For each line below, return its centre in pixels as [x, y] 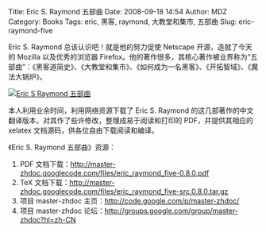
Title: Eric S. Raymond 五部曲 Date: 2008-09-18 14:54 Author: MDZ [118, 12]
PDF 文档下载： [45, 164]
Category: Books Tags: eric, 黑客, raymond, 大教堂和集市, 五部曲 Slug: [123, 21]
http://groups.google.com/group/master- [171, 211]
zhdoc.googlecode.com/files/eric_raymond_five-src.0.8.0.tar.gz [124, 191]
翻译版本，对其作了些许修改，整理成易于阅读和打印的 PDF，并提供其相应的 [131, 120]
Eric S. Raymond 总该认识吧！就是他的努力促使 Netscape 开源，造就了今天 [130, 47]
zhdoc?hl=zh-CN [48, 220]
